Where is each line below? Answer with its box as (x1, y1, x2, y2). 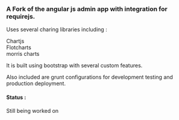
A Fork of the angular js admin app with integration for (6, 5, 168, 13)
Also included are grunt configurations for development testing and (6, 74, 174, 81)
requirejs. (6, 12, 36, 20)
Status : (6, 94, 27, 101)
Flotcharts (6, 44, 31, 51)
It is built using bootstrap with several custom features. (6, 62, 143, 69)
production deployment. (6, 80, 66, 87)
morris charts (6, 50, 40, 58)
